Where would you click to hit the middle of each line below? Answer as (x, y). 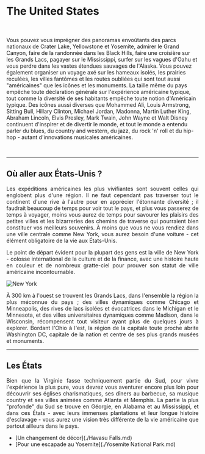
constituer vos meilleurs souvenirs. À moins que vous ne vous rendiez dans (103, 228)
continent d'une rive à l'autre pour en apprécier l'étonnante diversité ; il (103, 201)
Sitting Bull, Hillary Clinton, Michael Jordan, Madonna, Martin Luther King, (99, 111)
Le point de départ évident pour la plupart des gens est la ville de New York (103, 252)
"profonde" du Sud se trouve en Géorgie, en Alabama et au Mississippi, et (103, 406)
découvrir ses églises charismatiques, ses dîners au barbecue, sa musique (103, 393)
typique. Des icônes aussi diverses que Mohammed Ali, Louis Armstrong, (98, 104)
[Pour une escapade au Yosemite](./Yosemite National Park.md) (95, 444)
